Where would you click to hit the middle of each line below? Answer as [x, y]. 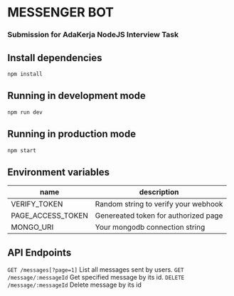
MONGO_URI [32, 227]
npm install [25, 74]
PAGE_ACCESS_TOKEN [50, 216]
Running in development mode [76, 96]
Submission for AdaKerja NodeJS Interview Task [93, 35]
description [159, 192]
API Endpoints [39, 252]
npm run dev [25, 112]
